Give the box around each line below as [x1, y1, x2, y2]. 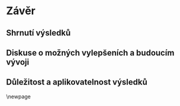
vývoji [6, 57, 30, 67]
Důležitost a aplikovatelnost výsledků [6, 77, 148, 87]
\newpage [6, 93, 31, 100]
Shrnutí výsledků [6, 28, 71, 38]
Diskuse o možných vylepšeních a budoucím [6, 47, 175, 57]
